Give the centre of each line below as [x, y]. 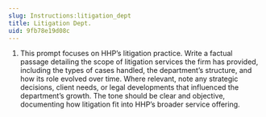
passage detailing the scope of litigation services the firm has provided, [139, 62]
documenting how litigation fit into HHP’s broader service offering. [130, 104]
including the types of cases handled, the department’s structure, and [136, 71]
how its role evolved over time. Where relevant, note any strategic [129, 79]
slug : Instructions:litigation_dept [70, 16]
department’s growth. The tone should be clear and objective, [123, 96]
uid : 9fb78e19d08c [39, 30]
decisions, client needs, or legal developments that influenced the [129, 87]
